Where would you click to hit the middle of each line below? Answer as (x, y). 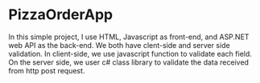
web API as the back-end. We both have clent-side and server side (120, 45)
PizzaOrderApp (61, 15)
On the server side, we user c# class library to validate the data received (129, 62)
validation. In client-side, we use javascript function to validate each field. (130, 53)
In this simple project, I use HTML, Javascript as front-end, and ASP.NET (129, 37)
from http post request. (47, 70)
